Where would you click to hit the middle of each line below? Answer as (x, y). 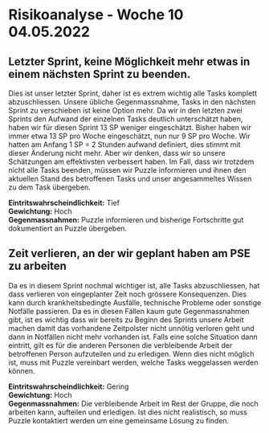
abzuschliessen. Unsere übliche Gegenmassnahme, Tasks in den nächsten (132, 102)
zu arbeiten (37, 266)
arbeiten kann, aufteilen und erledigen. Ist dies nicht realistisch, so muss (128, 412)
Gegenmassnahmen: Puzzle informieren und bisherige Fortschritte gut (126, 220)
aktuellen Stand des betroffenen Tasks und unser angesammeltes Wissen (130, 179)
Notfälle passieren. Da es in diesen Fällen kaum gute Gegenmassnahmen (129, 311)
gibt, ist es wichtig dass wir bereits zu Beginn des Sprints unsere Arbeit (126, 320)
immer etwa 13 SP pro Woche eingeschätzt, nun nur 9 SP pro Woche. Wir (129, 136)
